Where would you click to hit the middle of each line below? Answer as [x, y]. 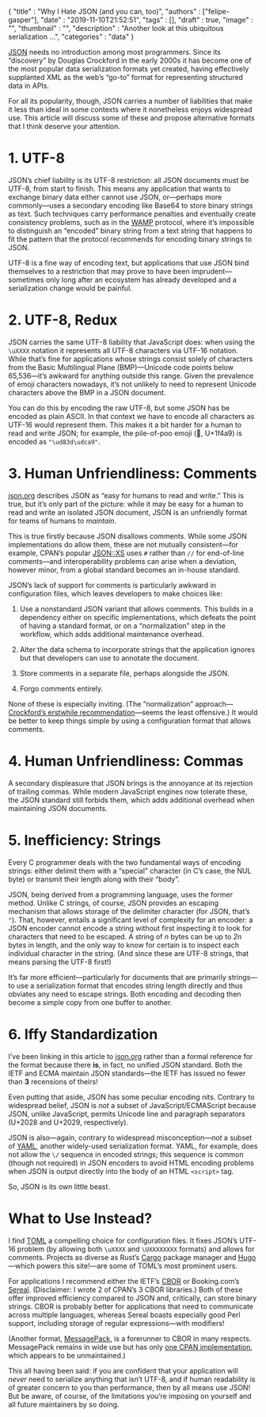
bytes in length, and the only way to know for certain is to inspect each [124, 945]
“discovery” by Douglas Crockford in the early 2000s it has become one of [130, 60]
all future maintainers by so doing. [64, 1404]
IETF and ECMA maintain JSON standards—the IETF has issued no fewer [127, 1073]
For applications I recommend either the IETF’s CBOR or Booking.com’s [124, 1281]
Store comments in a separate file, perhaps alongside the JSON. [124, 673]
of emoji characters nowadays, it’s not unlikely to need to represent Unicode [133, 384]
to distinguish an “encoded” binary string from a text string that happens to [131, 230]
